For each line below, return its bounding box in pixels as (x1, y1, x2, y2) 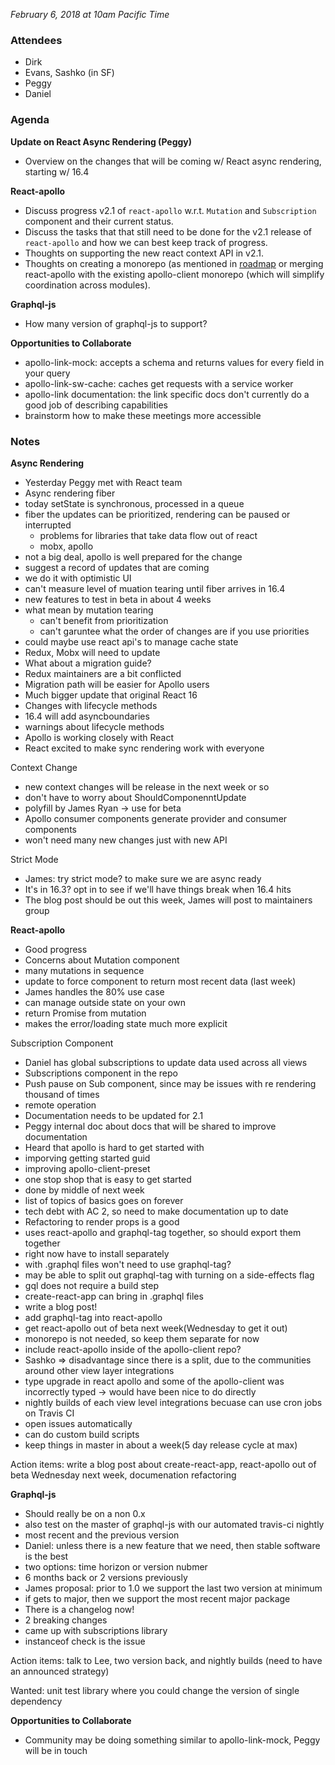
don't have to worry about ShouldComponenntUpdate (24, 791, 247, 803)
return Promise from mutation (24, 1007, 147, 1019)
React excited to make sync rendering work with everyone (24, 742, 265, 754)
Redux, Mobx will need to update (24, 646, 161, 658)
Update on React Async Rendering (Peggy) (10, 135, 193, 148)
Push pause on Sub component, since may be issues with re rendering (24, 1077, 317, 1089)
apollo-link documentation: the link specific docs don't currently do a (24, 388, 310, 400)
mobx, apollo (39, 540, 94, 552)
